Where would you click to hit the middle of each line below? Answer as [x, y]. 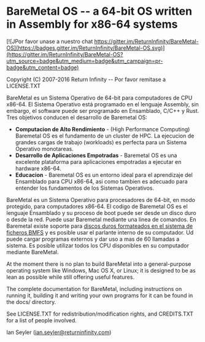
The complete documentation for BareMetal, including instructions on [94, 289]
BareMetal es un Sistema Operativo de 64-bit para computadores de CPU [99, 98]
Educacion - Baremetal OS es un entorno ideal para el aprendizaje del [104, 175]
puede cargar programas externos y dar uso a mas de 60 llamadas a [93, 239]
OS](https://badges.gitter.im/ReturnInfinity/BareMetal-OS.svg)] [86, 48]
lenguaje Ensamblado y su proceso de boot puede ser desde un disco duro [101, 212]
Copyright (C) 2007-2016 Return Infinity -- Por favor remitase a [86, 79]
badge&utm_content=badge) [43, 67]
